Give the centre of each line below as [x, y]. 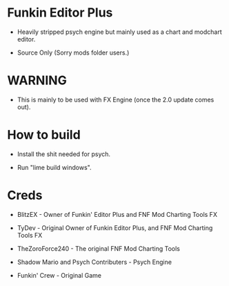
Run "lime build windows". [54, 167]
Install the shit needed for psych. [64, 154]
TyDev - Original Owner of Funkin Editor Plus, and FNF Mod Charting [115, 228]
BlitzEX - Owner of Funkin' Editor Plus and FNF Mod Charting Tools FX [117, 214]
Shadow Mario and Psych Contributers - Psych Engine [94, 262]
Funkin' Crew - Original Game [59, 275]
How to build [44, 135]
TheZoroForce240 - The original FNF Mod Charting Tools [99, 248]
